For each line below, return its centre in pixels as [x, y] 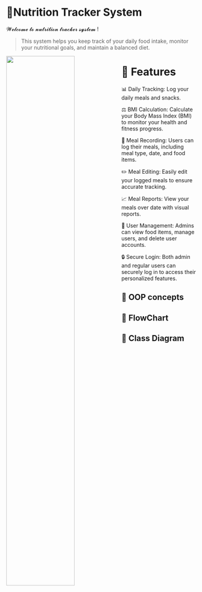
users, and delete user [149, 238]
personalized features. [149, 278]
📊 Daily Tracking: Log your [155, 89]
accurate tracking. [144, 186]
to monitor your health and [154, 122]
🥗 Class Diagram [153, 338]
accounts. [134, 244]
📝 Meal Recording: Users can [158, 140]
